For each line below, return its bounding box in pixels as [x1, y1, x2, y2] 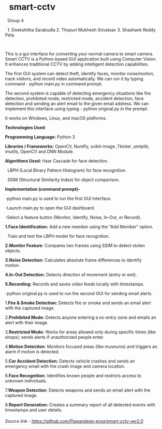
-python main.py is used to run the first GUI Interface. [5, 196, 112, 201]
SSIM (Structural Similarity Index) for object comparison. [7, 177, 120, 182]
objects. [5, 247, 21, 253]
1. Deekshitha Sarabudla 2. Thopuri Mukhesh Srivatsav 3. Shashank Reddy [7, 27, 156, 33]
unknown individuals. [5, 378, 47, 383]
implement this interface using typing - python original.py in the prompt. [5, 106, 148, 112]
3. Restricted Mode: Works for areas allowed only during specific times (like [5, 329, 156, 335]
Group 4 [7, 17, 24, 23]
